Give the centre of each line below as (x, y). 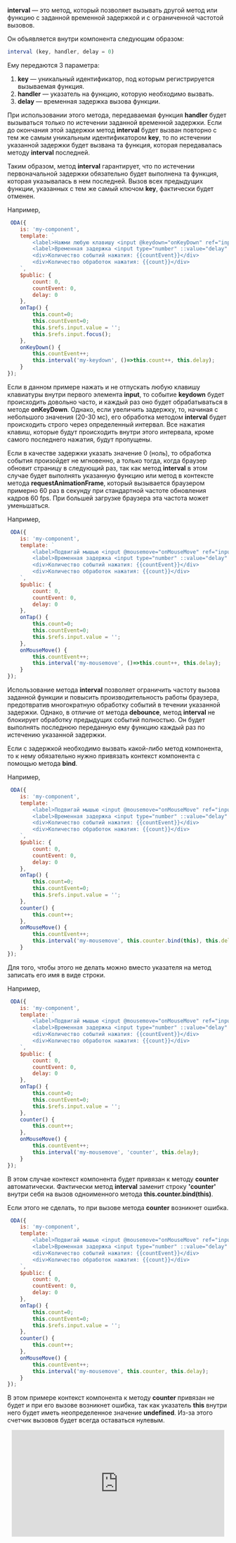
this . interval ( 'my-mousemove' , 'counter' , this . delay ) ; (116, 1152)
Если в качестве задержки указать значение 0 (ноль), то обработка (110, 453)
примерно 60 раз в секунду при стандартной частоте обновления (107, 490)
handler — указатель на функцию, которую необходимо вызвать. (116, 94)
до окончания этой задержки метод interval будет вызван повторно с (112, 130)
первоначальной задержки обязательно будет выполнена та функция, (113, 173)
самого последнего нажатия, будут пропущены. (80, 439)
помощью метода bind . (42, 763)
